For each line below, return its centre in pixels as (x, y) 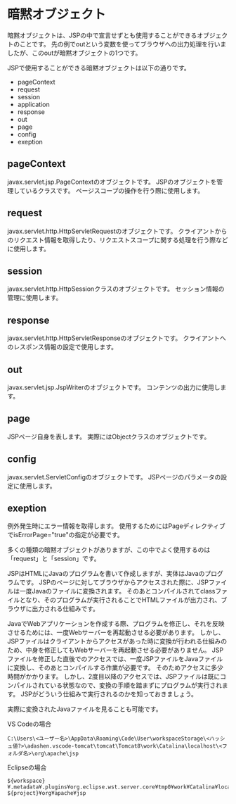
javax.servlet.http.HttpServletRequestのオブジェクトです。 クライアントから (117, 231)
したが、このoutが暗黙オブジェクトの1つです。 (74, 53)
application (34, 104)
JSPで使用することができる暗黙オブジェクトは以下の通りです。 (99, 68)
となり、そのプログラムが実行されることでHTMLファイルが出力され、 (120, 600)
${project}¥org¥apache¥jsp (47, 793)
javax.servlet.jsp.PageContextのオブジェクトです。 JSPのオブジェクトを (112, 182)
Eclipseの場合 (27, 767)
